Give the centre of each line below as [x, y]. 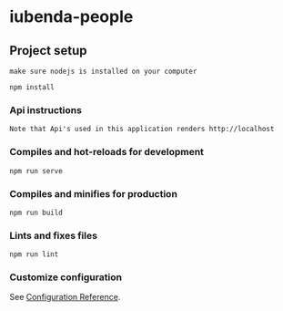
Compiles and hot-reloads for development [107, 152]
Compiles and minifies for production [93, 193]
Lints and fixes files [54, 235]
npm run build [36, 213]
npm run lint [34, 254]
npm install [32, 88]
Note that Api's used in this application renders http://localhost [142, 130]
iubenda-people [71, 17]
